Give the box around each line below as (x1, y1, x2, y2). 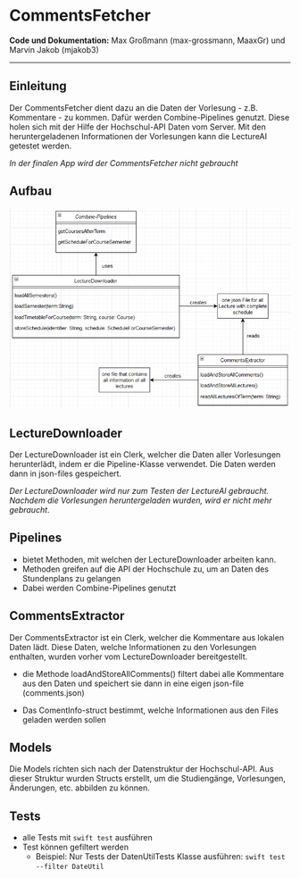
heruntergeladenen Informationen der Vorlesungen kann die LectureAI (9, 130, 268, 141)
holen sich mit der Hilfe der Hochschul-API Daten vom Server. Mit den (9, 121, 266, 132)
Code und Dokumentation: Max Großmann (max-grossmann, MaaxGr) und (9, 35, 286, 46)
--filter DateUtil (35, 863, 104, 872)
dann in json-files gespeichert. (9, 468, 122, 479)
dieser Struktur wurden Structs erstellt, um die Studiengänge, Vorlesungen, (9, 773, 286, 784)
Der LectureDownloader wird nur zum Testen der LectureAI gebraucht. (9, 485, 270, 496)
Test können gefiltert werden (21, 841, 129, 853)
